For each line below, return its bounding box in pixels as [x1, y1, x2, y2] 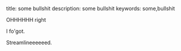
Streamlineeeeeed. [6, 39, 52, 46]
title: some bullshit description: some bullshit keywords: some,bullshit [6, 5, 176, 12]
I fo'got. [6, 28, 25, 35]
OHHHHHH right [6, 16, 46, 23]
